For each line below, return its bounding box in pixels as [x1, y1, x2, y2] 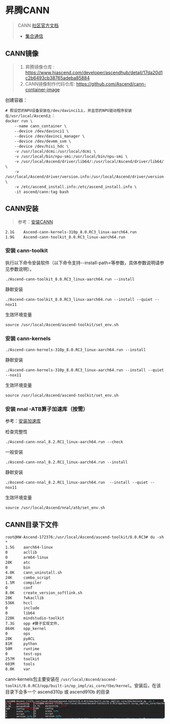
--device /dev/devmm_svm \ [14, 139, 71, 144]
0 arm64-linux [5, 555, 49, 560]
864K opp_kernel [5, 626, 47, 631]
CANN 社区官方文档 [17, 22, 59, 28]
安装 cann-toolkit [5, 247, 48, 254]
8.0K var [5, 667, 30, 672]
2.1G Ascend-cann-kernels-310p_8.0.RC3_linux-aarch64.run [5, 229, 137, 234]
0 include [5, 606, 39, 611]
